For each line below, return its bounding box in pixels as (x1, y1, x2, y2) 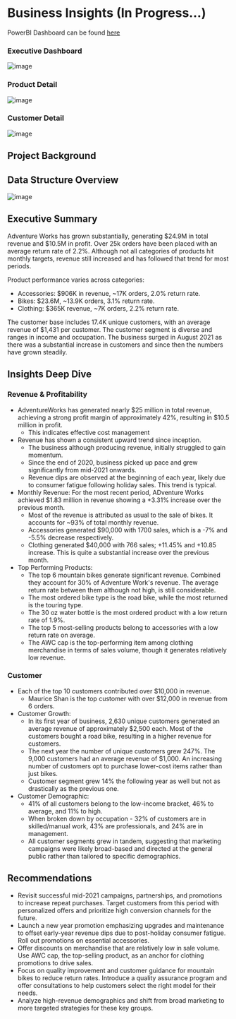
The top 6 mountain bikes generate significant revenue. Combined (27, 571, 221, 579)
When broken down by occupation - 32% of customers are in (27, 814, 206, 823)
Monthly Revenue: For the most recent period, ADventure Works (17, 488, 204, 496)
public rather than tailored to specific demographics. (27, 852, 181, 860)
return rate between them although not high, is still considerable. (27, 585, 216, 594)
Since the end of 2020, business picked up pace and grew (27, 458, 198, 467)
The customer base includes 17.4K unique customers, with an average (7, 318, 211, 326)
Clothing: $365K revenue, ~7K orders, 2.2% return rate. (17, 304, 180, 312)
